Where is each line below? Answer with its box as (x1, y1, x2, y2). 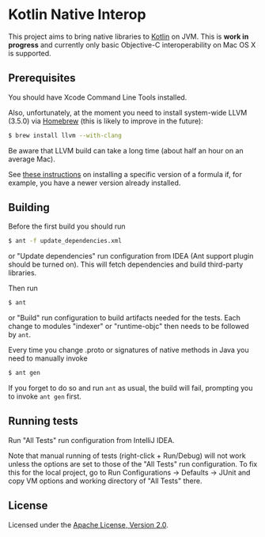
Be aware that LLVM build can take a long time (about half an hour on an (8, 146, 244, 155)
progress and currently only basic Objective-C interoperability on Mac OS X (8, 40, 256, 49)
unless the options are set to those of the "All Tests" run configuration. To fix (8, 459, 258, 468)
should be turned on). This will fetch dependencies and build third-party (8, 259, 244, 270)
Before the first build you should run (8, 221, 126, 231)
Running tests (8, 414, 79, 428)
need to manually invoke (8, 354, 89, 363)
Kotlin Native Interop (8, 6, 146, 24)
